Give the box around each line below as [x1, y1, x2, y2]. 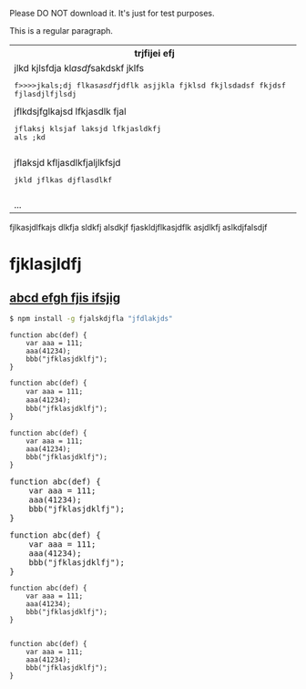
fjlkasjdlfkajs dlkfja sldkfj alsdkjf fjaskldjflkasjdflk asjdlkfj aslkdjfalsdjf [9, 222, 268, 232]
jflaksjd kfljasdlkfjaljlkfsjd [14, 156, 121, 169]
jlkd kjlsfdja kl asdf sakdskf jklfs [14, 62, 144, 74]
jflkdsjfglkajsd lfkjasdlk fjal [14, 105, 127, 118]
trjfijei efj [134, 47, 175, 59]
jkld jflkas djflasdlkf [14, 175, 113, 185]
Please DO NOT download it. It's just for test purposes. [9, 8, 216, 18]
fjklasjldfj [9, 254, 82, 274]
